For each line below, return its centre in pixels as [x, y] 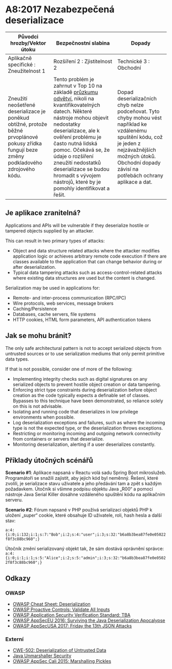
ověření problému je [77, 137]
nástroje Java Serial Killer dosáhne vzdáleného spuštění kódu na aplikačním [85, 495]
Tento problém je [74, 79]
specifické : [22, 64]
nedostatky [67, 124]
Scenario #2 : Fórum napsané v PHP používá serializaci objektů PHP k [79, 510]
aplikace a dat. [135, 182]
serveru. [14, 500]
